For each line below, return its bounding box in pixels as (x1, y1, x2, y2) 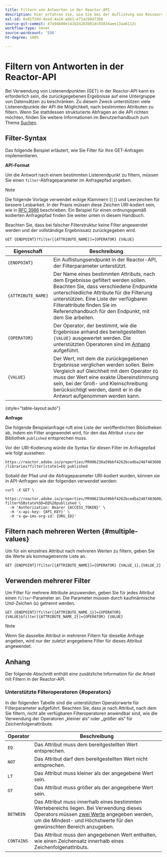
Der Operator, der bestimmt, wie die (53, 322, 137, 329)
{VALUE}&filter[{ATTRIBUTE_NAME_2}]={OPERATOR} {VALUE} (5, 614, 123, 620)
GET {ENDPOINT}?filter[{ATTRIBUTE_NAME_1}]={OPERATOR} (5, 610, 121, 615)
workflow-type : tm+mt (5, 26, 50, 31)
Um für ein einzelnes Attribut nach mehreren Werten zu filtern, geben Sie (5, 548, 155, 554)
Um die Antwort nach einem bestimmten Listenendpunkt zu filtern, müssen (5, 172, 159, 178)
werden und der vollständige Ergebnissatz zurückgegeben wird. (5, 227, 137, 233)
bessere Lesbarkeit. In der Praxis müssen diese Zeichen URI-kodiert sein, (5, 202, 156, 208)
